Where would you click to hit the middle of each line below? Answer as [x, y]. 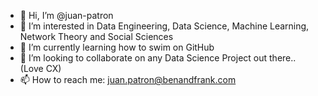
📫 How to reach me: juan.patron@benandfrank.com [128, 79]
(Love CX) [40, 68]
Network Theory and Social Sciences [96, 36]
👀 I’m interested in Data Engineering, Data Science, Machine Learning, [164, 26]
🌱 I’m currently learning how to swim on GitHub [117, 47]
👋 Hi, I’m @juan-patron [66, 15]
